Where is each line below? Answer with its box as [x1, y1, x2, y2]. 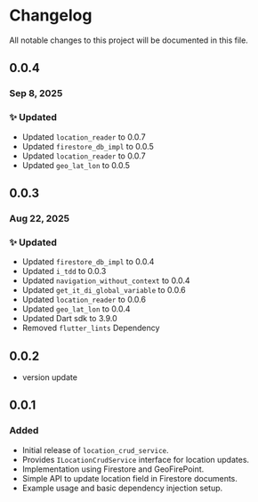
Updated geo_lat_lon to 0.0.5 [21, 159, 131, 170]
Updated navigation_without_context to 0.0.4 [21, 275, 190, 286]
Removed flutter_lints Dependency [21, 322, 160, 334]
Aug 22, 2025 [9, 212, 69, 224]
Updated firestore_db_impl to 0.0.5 [21, 141, 154, 151]
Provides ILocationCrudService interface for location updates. [21, 454, 250, 465]
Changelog [9, 5, 93, 26]
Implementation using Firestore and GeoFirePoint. [21, 464, 205, 474]
